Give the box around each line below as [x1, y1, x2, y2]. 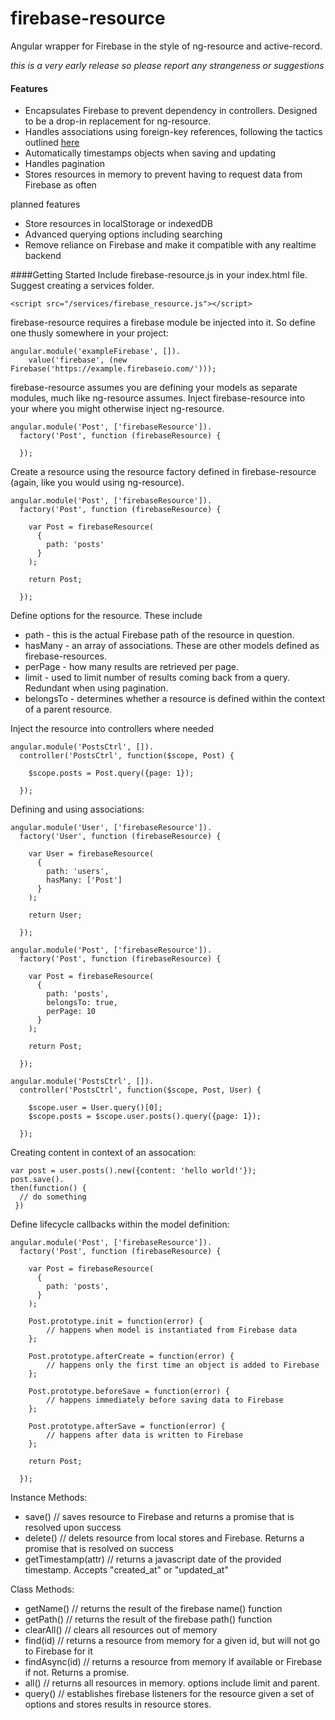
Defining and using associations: [10, 803, 145, 816]
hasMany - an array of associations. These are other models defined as [24, 640, 320, 652]
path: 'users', [46, 867, 110, 877]
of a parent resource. [24, 703, 113, 716]
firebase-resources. [24, 650, 108, 662]
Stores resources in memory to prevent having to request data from [24, 168, 303, 181]
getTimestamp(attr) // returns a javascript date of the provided [24, 1553, 282, 1566]
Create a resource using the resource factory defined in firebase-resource [10, 466, 317, 478]
